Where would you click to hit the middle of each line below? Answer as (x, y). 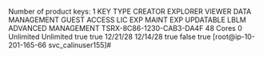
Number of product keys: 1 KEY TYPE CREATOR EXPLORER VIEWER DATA (130, 11)
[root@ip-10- (234, 36)
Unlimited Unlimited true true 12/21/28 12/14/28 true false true (110, 36)
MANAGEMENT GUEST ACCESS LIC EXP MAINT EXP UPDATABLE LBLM (127, 20)
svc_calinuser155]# (80, 45)
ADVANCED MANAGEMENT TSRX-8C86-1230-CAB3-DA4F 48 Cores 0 (125, 28)
